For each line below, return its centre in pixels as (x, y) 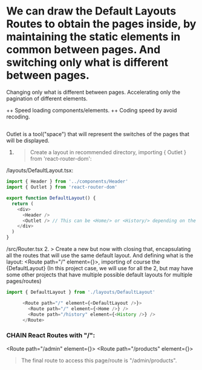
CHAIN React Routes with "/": (51, 336)
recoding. (18, 117)
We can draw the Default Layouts (91, 11)
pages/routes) (24, 281)
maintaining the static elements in (93, 37)
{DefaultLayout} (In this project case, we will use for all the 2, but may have (100, 268)
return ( (23, 204)
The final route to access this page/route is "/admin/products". (99, 360)
